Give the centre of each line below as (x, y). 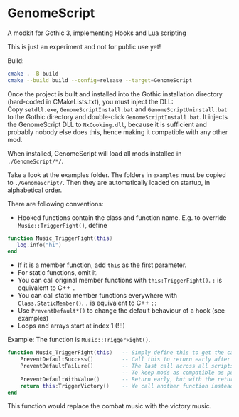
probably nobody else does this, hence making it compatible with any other (118, 132)
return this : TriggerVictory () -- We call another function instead (127, 386)
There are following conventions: (55, 204)
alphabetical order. (35, 190)
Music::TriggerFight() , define (62, 225)
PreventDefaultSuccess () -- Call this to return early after (126, 360)
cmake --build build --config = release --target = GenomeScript (100, 80)
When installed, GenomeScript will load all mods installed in (95, 153)
